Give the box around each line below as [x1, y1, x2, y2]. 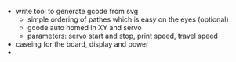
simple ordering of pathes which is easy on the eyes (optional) [27, 15, 229, 24]
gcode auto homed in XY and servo [27, 23, 143, 32]
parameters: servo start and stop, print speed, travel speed [27, 31, 218, 40]
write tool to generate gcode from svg [15, 7, 139, 15]
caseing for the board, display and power [15, 40, 149, 49]
